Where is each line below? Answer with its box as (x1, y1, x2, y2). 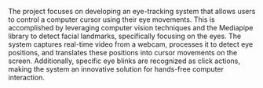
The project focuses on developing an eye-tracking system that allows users (8, 7, 256, 16)
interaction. (8, 73, 46, 82)
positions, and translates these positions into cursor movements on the (8, 48, 238, 57)
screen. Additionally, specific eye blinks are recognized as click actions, (8, 56, 241, 65)
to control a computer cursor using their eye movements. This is (8, 15, 215, 24)
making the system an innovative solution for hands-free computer (8, 65, 224, 73)
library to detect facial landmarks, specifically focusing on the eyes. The (8, 31, 242, 40)
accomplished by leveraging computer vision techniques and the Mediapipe (8, 23, 254, 32)
